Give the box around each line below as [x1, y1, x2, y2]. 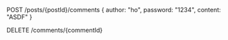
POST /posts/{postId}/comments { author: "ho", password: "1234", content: [6, 6, 221, 14]
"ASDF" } [6, 13, 33, 21]
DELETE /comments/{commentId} [6, 26, 103, 34]
